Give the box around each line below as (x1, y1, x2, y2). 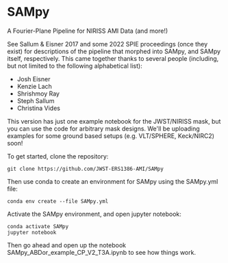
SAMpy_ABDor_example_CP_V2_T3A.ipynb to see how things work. (7, 248, 197, 256)
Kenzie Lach (16, 82, 53, 90)
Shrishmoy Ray (16, 89, 60, 98)
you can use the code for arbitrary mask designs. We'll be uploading (7, 124, 200, 133)
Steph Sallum (16, 96, 55, 105)
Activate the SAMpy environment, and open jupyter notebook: (7, 210, 181, 218)
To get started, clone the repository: (7, 152, 109, 161)
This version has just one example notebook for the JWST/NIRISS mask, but (7, 117, 221, 125)
